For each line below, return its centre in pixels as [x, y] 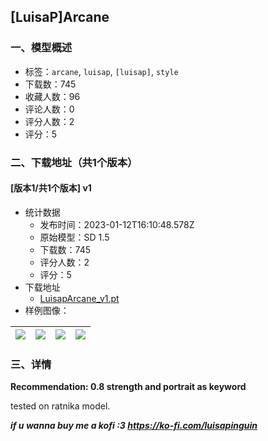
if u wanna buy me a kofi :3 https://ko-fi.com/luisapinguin [134, 426]
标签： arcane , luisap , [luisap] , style [101, 71]
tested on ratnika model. [60, 406]
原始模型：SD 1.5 [74, 237]
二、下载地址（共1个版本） [74, 162]
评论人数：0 [49, 109]
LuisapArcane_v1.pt [79, 298]
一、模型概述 [41, 48]
